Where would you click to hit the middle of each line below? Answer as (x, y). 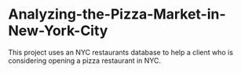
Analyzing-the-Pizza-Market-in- (117, 14)
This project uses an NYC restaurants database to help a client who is (121, 52)
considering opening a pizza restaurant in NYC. (85, 61)
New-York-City (58, 31)
